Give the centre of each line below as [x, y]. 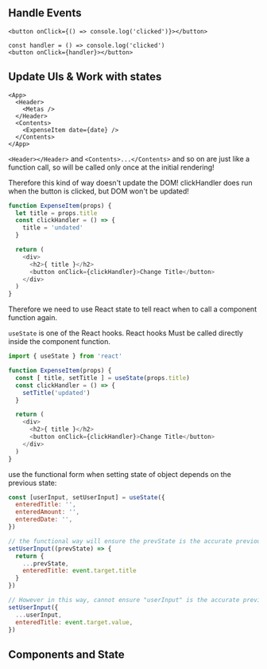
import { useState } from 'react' [66, 356]
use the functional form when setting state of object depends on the [120, 474]
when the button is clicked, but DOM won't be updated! [99, 191]
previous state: [33, 483]
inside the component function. [60, 342]
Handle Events [45, 13]
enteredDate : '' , [44, 520]
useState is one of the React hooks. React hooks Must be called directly [126, 333]
